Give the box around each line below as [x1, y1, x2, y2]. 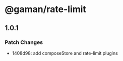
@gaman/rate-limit [5, 4, 87, 15]
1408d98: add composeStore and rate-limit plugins [12, 50, 118, 56]
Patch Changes [5, 39, 43, 46]
